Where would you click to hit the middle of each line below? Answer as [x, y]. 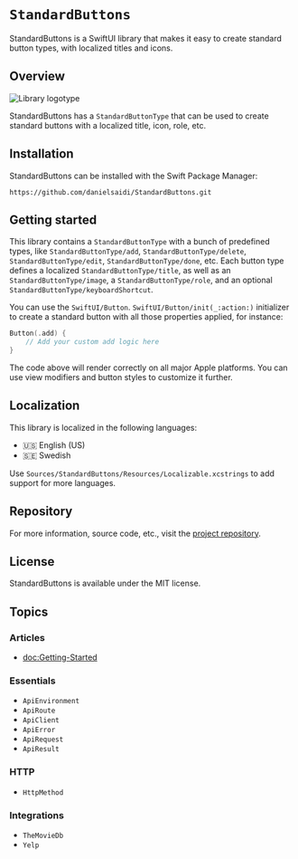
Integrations [37, 815]
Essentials [33, 681]
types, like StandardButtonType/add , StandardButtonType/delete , [128, 252]
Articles [27, 637]
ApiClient [41, 721]
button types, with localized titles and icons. [91, 48]
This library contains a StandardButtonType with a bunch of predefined [140, 242]
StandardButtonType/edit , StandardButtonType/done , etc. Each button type [147, 261]
